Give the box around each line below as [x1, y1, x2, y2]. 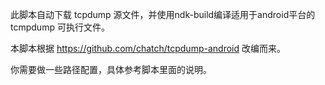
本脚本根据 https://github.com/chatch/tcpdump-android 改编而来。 [10, 43, 286, 54]
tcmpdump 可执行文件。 [10, 21, 110, 33]
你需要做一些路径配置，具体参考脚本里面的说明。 [10, 64, 212, 75]
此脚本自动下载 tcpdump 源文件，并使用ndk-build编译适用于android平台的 [10, 9, 316, 20]
